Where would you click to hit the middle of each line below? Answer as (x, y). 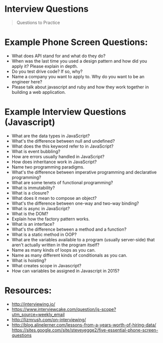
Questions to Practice (38, 22)
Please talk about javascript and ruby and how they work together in (80, 87)
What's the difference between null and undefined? (63, 141)
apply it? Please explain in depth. (45, 66)
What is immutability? (33, 188)
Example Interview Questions (65, 112)
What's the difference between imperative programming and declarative (84, 172)
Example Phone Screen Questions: (76, 42)
